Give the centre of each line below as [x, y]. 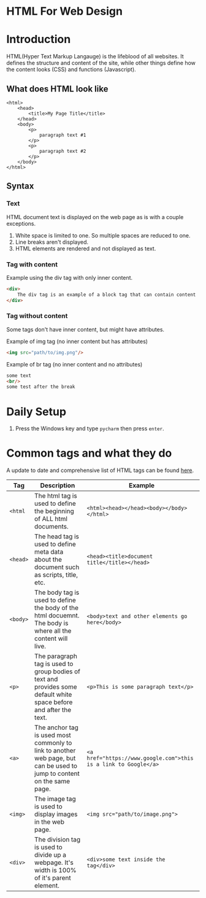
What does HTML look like [57, 89]
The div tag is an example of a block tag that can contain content [107, 295]
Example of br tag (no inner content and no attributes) [74, 364]
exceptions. [21, 223]
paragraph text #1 [63, 135]
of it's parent [53, 878]
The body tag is [57, 592]
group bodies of [58, 672]
